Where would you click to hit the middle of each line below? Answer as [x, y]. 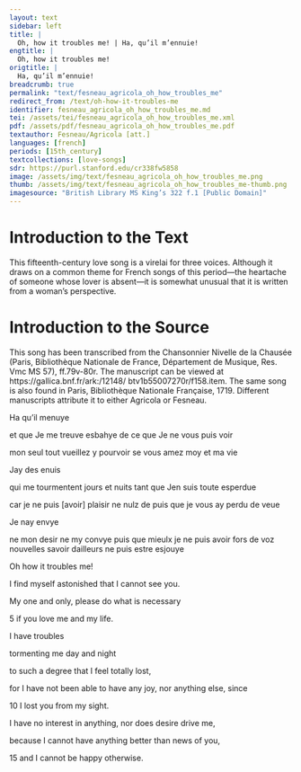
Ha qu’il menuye [40, 417]
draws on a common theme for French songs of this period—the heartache [148, 271]
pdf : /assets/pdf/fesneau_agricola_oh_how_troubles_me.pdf [122, 127]
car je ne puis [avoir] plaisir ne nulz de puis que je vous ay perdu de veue [145, 504]
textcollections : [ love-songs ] [68, 160]
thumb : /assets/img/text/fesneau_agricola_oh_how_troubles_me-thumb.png [148, 185]
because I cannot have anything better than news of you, [115, 740]
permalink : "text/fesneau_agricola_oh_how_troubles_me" [116, 93]
